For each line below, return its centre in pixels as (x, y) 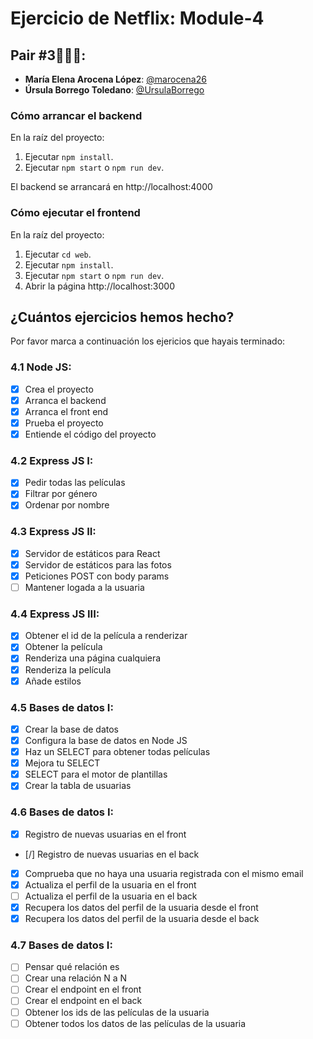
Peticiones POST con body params (97, 576)
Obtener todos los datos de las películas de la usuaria (135, 1023)
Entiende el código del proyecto (90, 434)
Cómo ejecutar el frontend (75, 213)
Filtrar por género (61, 494)
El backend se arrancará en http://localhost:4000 (111, 187)
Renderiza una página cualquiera (93, 658)
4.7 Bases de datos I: (61, 945)
